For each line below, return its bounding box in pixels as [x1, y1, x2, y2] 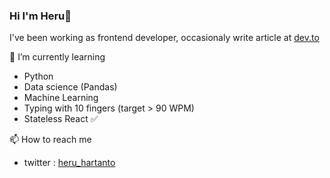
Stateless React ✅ [23, 113, 99, 125]
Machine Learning [23, 92, 99, 104]
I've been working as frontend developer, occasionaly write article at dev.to [9, 32, 320, 44]
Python [23, 70, 54, 83]
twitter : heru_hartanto [23, 157, 116, 169]
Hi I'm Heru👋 [9, 9, 72, 23]
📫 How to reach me [9, 134, 92, 146]
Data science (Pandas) [23, 81, 118, 93]
